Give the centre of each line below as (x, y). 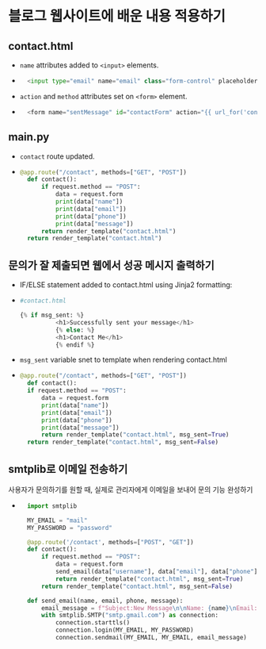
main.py (29, 137)
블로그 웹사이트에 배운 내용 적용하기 (117, 16)
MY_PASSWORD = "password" (70, 528)
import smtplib (52, 506)
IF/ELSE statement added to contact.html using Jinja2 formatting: (126, 285)
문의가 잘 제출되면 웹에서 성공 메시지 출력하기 (112, 265)
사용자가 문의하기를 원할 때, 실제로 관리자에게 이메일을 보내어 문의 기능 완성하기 (131, 490)
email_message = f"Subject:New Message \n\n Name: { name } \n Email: (149, 608)
